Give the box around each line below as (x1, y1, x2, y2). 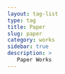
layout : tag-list (7, 10, 59, 18)
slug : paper (7, 30, 42, 37)
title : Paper (7, 23, 46, 30)
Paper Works (16, 56, 52, 63)
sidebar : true (7, 43, 49, 50)
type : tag (7, 17, 37, 24)
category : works (7, 37, 55, 44)
